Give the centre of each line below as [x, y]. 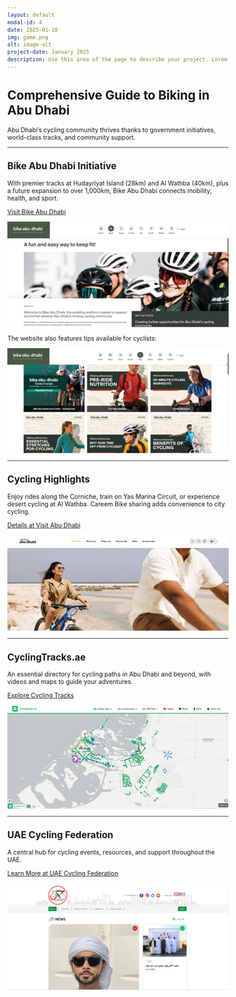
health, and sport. [33, 198]
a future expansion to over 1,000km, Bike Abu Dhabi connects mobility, [110, 190]
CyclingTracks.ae [47, 657]
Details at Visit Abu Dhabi [44, 525]
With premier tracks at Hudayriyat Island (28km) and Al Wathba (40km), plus [118, 183]
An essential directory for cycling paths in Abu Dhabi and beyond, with [109, 674]
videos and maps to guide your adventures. [70, 681]
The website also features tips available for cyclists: [82, 338]
